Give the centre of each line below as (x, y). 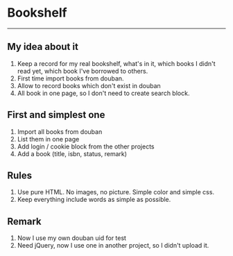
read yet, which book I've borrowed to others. (83, 71)
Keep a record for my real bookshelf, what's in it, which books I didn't (116, 63)
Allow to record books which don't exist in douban (89, 85)
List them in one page (48, 139)
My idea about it (43, 47)
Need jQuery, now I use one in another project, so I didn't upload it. (113, 246)
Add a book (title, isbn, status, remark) (72, 153)
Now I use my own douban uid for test (72, 238)
